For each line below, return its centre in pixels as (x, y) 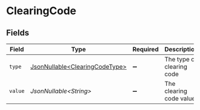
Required (146, 49)
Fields (18, 33)
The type (177, 59)
